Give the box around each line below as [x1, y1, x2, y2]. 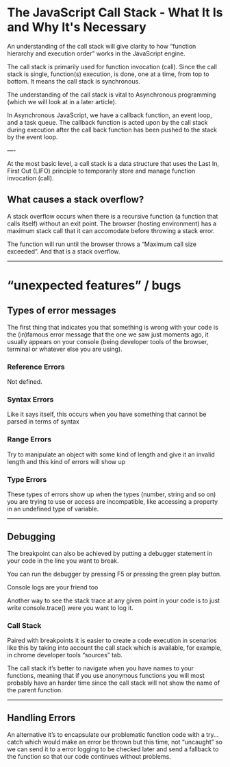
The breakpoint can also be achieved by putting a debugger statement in [7, 549, 213, 557]
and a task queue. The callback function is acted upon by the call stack [7, 118, 208, 126]
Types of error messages [7, 305, 116, 317]
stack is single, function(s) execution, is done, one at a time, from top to [7, 70, 209, 78]
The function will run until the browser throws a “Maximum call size [7, 240, 197, 248]
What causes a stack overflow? [7, 194, 144, 206]
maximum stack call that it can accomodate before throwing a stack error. [7, 226, 215, 234]
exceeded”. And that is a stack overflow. [7, 247, 120, 255]
